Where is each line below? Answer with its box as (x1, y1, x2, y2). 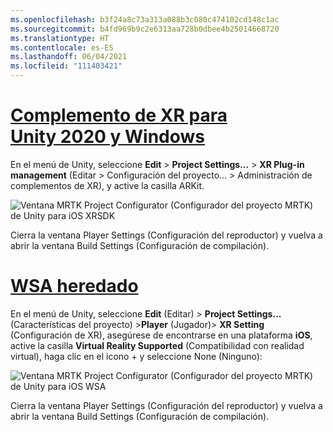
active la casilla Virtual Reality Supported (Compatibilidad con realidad (10, 339, 305, 351)
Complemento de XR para (10, 104, 228, 127)
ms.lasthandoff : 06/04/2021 (10, 52, 128, 62)
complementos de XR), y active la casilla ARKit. (10, 179, 205, 191)
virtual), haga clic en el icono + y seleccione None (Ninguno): (10, 350, 263, 362)
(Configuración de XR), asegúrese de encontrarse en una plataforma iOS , (10, 329, 313, 341)
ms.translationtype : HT (10, 33, 110, 43)
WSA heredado (10, 275, 139, 298)
